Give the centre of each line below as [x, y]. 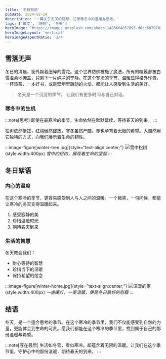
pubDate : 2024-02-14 [26, 14]
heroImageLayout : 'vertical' [35, 33]
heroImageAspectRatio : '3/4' [35, 38]
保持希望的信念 [27, 275]
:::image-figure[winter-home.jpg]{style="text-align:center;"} [66, 286]
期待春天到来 [25, 227]
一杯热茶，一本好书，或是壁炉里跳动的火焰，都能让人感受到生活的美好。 [79, 84]
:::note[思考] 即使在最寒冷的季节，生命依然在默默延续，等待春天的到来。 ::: [81, 120]
